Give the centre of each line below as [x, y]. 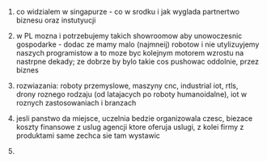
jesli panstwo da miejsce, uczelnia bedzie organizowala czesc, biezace [134, 118]
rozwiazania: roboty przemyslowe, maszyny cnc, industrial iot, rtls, [127, 85]
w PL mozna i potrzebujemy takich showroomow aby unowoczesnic [129, 36]
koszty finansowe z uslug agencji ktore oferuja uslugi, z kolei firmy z [130, 127]
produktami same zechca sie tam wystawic [88, 135]
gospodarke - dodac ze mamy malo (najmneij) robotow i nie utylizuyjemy [138, 44]
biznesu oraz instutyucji [56, 20]
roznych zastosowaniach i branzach [76, 103]
